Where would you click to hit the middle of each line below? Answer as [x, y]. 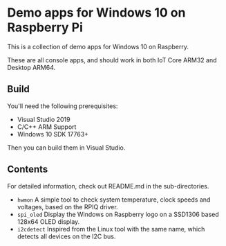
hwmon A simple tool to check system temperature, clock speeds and [114, 200]
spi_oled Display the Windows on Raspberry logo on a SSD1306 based [118, 214]
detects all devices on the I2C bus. [66, 236]
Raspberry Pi [45, 27]
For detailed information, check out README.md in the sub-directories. [108, 186]
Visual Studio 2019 [44, 119]
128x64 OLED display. [48, 221]
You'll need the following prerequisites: [63, 106]
